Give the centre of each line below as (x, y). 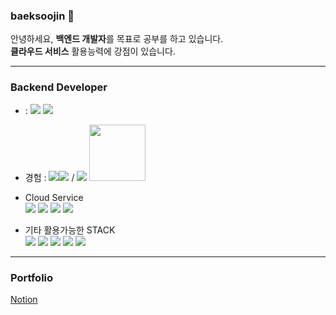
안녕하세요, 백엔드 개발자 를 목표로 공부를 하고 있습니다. (117, 39)
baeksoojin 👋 (42, 16)
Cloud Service (54, 197)
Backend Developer (59, 87)
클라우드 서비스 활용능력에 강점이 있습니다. (93, 51)
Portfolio (32, 277)
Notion (24, 299)
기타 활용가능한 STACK (70, 230)
